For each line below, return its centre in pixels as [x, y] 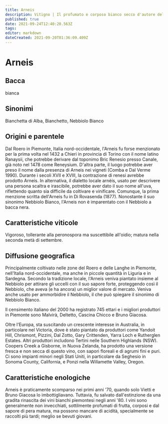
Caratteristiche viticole [42, 223]
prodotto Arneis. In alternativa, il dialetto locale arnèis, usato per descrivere [83, 180]
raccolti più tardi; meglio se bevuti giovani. [49, 416]
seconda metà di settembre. [34, 240]
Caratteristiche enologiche [48, 378]
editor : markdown [23, 33]
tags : [11, 29]
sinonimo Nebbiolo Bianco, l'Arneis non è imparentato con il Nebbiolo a [78, 202]
